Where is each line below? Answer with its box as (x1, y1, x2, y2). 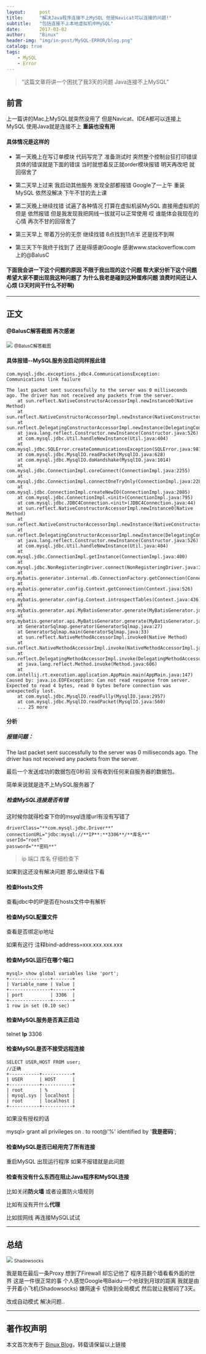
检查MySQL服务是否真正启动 (6, 1016, 80, 1024)
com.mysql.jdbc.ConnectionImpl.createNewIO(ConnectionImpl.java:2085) (6, 489, 191, 495)
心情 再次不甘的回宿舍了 (15, 217, 77, 225)
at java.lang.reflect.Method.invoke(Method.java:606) (17, 661, 158, 667)
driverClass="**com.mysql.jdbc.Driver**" (6, 825, 114, 831)
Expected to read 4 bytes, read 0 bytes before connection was (6, 682, 172, 688)
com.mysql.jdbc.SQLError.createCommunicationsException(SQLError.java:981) (6, 446, 204, 452)
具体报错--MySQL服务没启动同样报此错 (6, 357, 106, 364)
